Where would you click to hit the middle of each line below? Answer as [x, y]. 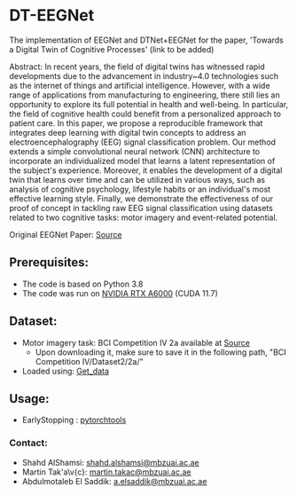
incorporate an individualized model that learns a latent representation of [142, 161]
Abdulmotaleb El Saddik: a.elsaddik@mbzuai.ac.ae [114, 481]
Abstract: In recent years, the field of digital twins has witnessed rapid [137, 67]
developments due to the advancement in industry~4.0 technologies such [144, 75]
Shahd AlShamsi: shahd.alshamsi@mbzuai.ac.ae [110, 462]
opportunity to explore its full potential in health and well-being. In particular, [149, 104]
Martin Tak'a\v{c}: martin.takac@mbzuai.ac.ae [106, 472]
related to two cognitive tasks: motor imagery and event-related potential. [144, 217]
